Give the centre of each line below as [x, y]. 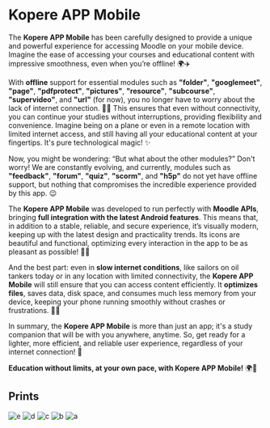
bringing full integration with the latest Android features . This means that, [133, 217]
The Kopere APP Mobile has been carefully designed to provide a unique [131, 37]
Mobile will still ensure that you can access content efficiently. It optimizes [133, 284]
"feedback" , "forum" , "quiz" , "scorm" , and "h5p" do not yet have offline [133, 176]
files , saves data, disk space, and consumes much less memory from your [133, 293]
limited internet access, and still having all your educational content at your [133, 133]
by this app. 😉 [33, 193]
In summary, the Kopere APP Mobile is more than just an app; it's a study [131, 326]
